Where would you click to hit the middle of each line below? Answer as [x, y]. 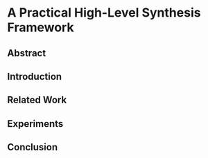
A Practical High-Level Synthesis [104, 13]
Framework [41, 27]
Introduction [35, 77]
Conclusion [33, 147]
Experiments [35, 124]
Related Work [37, 100]
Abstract [27, 53]
